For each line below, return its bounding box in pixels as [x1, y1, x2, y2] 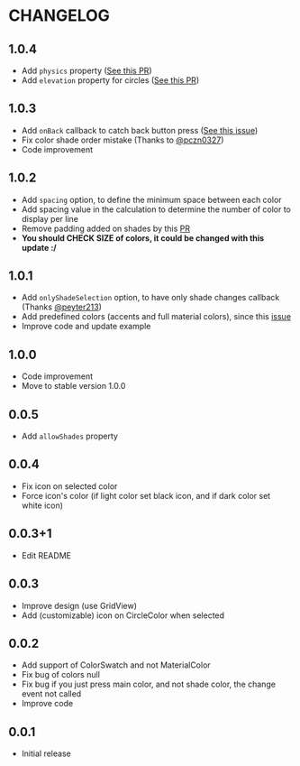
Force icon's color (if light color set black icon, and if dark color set [21, 490, 271, 501]
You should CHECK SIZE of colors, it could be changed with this [21, 232, 265, 244]
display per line [21, 213, 78, 224]
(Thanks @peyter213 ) [21, 301, 103, 312]
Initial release [21, 748, 71, 759]
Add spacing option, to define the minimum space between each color [21, 194, 282, 205]
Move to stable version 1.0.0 [21, 381, 126, 392]
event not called [21, 688, 82, 699]
